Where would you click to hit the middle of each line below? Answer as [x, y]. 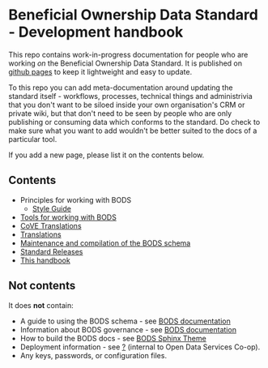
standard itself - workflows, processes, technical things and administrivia [130, 96]
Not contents [42, 286]
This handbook [45, 260]
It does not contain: [41, 305]
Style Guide [51, 208]
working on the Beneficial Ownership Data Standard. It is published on [125, 63]
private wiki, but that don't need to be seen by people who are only [120, 113]
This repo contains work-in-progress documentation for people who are [128, 54]
